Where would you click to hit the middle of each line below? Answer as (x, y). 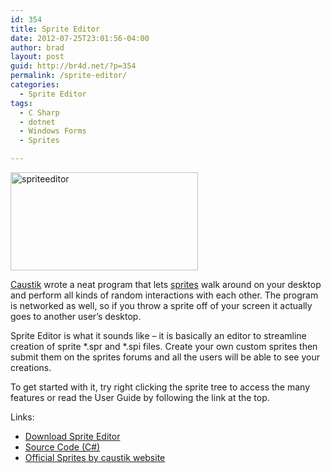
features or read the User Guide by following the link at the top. (140, 397)
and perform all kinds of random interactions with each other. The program (164, 295)
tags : (21, 103)
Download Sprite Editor (72, 436)
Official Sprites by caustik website (95, 457)
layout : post (37, 57)
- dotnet (37, 122)
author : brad (37, 47)
